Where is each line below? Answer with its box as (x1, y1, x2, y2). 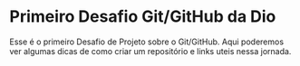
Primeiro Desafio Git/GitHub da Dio (9, 6, 276, 27)
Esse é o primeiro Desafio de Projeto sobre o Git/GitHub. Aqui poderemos (9, 36, 284, 47)
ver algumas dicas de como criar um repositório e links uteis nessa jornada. (9, 45, 292, 56)
